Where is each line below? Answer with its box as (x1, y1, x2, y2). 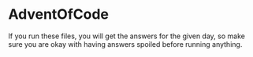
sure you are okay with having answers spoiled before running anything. (8, 39, 243, 48)
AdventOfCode (8, 5, 109, 23)
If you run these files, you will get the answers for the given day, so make (8, 31, 246, 41)
